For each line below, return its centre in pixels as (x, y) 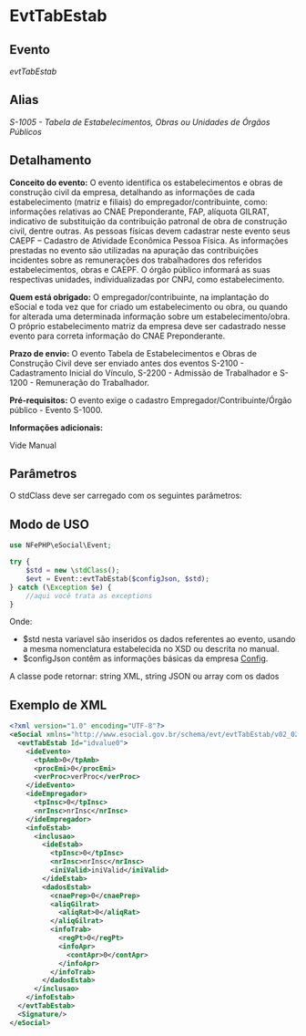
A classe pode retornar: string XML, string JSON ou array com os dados (144, 677)
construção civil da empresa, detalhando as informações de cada (132, 192)
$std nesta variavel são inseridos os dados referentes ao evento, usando (159, 639)
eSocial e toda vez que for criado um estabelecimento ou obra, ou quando (149, 306)
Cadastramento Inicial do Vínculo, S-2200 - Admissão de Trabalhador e (143, 373)
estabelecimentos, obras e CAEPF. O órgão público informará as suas (140, 269)
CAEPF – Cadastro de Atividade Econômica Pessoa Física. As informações (149, 240)
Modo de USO (49, 524)
